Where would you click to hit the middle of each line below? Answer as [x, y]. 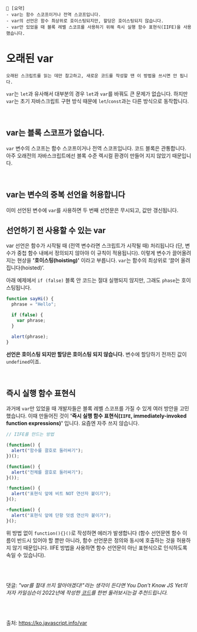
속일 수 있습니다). [26, 555]
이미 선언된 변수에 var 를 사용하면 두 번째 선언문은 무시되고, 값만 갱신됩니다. [92, 210]
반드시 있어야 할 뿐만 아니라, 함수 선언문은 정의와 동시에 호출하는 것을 [96, 540]
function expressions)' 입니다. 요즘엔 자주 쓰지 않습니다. [73, 423]
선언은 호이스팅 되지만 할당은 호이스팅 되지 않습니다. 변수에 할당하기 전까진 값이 [96, 354]
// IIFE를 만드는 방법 [30, 434]
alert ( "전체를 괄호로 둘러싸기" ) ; [47, 472]
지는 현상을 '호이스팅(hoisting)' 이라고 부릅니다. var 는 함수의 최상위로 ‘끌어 [93, 261]
